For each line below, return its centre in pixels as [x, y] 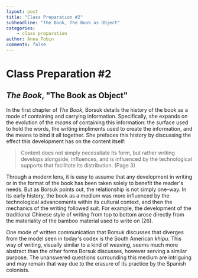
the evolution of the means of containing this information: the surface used [97, 122]
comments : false [26, 45]
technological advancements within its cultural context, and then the [89, 202]
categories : [21, 28]
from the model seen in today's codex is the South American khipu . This [94, 238]
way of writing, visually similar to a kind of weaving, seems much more [92, 245]
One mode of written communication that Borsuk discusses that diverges [95, 232]
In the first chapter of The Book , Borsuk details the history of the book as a [97, 109]
